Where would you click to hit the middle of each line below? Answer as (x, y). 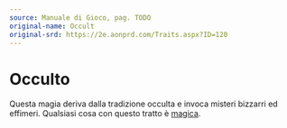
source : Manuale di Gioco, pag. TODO (80, 18)
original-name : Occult (52, 26)
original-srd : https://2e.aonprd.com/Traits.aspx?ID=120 (119, 34)
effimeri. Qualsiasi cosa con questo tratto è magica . (105, 114)
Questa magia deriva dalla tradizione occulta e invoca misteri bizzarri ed (143, 104)
